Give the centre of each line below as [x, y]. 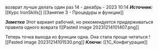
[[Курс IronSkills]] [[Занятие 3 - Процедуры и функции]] [64, 12]
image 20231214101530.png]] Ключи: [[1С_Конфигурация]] [86, 42]
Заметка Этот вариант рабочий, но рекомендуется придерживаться [79, 22]
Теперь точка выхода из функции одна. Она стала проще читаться [76, 37]
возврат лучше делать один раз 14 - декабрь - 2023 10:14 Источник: [79, 7]
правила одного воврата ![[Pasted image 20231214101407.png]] [72, 27]
